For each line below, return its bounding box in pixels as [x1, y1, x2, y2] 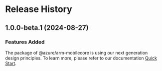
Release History [5, 3, 72, 15]
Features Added [5, 38, 45, 45]
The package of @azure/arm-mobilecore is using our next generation [5, 49, 148, 55]
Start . [5, 60, 16, 66]
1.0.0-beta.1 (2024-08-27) [5, 23, 89, 32]
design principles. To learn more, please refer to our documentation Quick [5, 55, 157, 61]
